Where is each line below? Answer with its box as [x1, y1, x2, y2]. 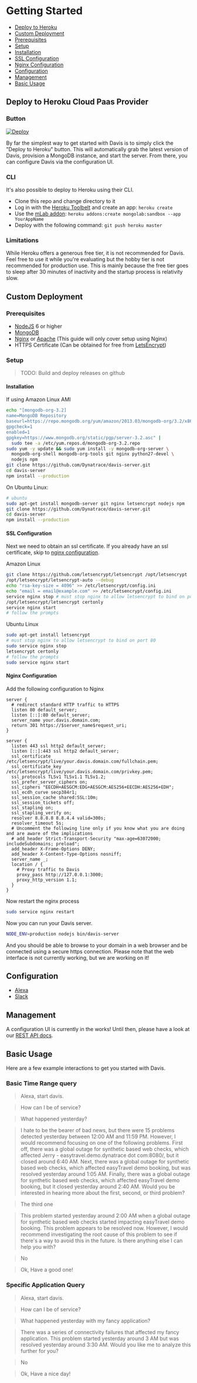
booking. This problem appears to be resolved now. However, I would [20, 1225, 188, 1232]
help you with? [20, 1244, 56, 1251]
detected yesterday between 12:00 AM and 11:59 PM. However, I [20, 1133, 176, 1140]
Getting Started [6, 4, 83, 18]
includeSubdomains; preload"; [6, 840, 80, 847]
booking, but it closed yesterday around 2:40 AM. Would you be [20, 1183, 175, 1190]
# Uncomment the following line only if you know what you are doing [11, 825, 185, 831]
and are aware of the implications [6, 830, 93, 836]
